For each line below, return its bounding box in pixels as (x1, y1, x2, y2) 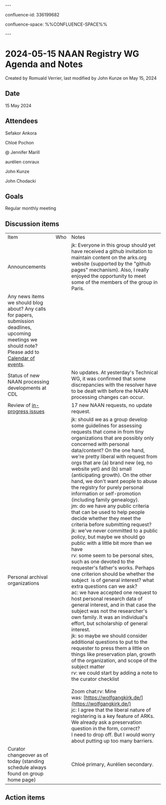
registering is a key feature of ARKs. (71, 713, 155, 719)
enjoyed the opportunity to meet (71, 272, 146, 279)
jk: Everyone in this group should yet (71, 242, 156, 249)
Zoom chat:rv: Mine (71, 688, 117, 695)
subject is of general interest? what (71, 577, 154, 583)
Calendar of (7, 355, 35, 362)
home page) (7, 776, 36, 783)
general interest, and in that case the (71, 601, 157, 608)
